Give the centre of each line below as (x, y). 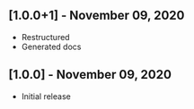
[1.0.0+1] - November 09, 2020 (97, 16)
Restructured (45, 37)
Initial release (46, 96)
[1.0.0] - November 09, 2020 (90, 75)
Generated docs (51, 46)
